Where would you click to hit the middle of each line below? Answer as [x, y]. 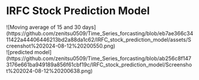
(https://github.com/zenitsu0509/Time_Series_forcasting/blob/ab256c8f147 [99, 58]
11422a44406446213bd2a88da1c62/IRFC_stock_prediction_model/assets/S [99, 39]
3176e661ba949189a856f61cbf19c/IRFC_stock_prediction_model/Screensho [99, 64]
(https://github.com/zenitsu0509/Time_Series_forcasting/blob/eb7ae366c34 [100, 33]
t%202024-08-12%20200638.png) [50, 71]
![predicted [20, 52]
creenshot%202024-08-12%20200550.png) [61, 46]
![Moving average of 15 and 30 [44, 27]
